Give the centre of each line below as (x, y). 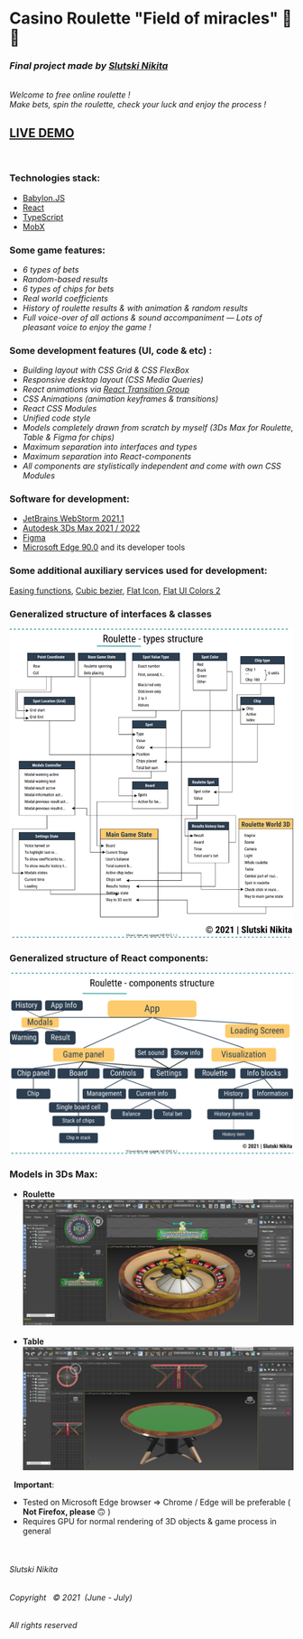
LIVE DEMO (42, 133)
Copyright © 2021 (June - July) (71, 1597)
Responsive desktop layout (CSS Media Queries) (113, 380)
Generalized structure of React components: (109, 958)
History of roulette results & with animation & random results (135, 308)
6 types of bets (50, 269)
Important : (34, 1485)
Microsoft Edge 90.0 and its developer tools (104, 547)
